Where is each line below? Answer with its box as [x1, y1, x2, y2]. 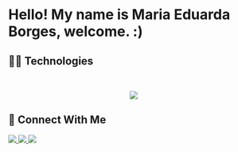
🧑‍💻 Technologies [8, 54, 94, 68]
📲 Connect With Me [8, 113, 107, 127]
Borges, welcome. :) [8, 22, 143, 41]
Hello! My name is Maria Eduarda [8, 6, 231, 24]
